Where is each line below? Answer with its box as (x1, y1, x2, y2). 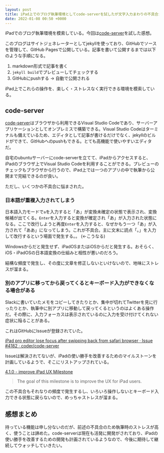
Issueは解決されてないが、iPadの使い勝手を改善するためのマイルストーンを (5, 353, 157, 359)
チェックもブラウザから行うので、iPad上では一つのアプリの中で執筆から (5, 167, 151, 173)
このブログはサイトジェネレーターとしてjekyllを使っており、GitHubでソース (5, 41, 157, 46)
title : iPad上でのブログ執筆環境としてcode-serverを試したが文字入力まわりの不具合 (5, 12, 159, 17)
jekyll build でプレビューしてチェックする (12, 69, 99, 75)
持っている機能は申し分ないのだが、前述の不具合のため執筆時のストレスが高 (5, 424, 159, 430)
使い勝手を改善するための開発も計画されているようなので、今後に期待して (5, 436, 155, 442)
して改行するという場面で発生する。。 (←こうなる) (5, 233, 106, 239)
